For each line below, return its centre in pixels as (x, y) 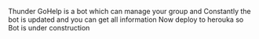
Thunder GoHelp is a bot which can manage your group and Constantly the (129, 11)
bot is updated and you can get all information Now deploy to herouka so (126, 19)
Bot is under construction (49, 28)
